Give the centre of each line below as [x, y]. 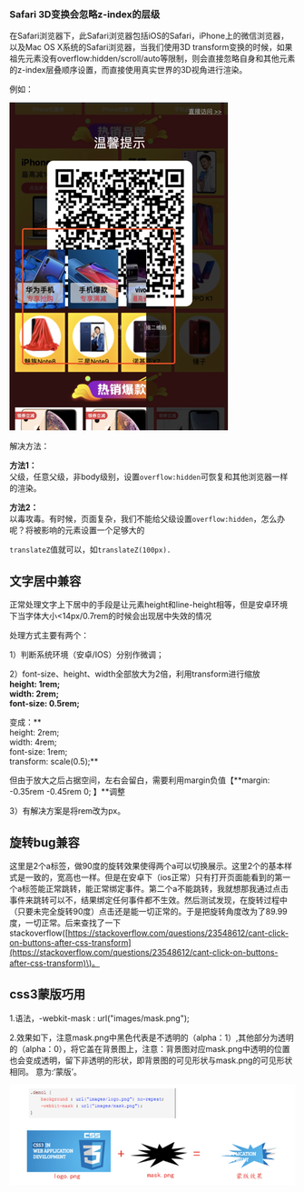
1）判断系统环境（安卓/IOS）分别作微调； [87, 655]
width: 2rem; [34, 694]
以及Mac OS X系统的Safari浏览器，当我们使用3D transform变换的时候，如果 [151, 47]
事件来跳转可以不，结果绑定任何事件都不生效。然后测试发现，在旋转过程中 [148, 900]
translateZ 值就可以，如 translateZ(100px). [90, 550]
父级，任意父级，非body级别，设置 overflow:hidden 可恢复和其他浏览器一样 [149, 477]
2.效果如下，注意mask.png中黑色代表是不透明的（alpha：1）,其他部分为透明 [152, 1037]
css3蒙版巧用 [48, 994]
